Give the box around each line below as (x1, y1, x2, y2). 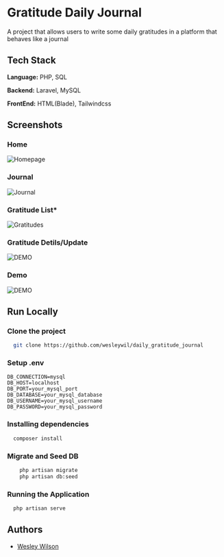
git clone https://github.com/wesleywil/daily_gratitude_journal (13, 342, 204, 349)
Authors (7, 524, 43, 536)
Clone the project (7, 326, 66, 336)
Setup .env (7, 358, 45, 368)
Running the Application (7, 489, 90, 499)
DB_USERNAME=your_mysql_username (7, 397, 103, 405)
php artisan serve (13, 505, 66, 512)
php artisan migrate (19, 467, 78, 473)
